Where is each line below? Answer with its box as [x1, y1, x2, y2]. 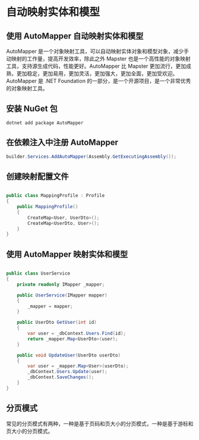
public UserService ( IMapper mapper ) [17, 292, 108, 298]
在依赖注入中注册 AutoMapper [6, 138, 119, 148]
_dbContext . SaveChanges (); [27, 374, 94, 380]
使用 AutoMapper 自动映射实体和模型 [6, 31, 144, 41]
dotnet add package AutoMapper [6, 120, 84, 126]
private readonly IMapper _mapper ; [17, 281, 105, 288]
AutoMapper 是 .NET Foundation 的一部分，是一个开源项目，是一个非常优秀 [6, 78, 191, 84]
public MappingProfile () [17, 204, 78, 210]
